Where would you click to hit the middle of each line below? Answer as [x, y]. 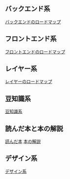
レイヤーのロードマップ [29, 82]
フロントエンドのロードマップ [35, 51]
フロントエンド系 [31, 39]
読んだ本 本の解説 [23, 141]
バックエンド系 [28, 9]
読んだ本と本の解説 [34, 128]
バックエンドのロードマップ [33, 22]
